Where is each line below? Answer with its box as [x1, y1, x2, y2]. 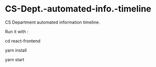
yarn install [5, 47, 27, 53]
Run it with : [5, 28, 29, 34]
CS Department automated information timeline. [5, 19, 100, 25]
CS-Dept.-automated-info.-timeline [5, 3, 151, 14]
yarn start [5, 56, 25, 62]
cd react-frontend [5, 38, 41, 44]
